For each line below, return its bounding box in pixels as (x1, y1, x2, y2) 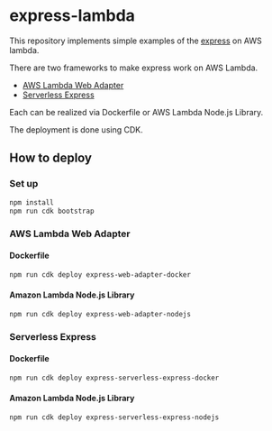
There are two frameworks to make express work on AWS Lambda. (9, 62, 258, 73)
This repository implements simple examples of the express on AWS (9, 35, 263, 46)
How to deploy (9, 151, 93, 166)
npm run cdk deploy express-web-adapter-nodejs (9, 309, 192, 318)
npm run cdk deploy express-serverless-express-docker (9, 373, 220, 382)
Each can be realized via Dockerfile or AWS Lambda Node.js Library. (9, 106, 264, 117)
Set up (9, 178, 39, 190)
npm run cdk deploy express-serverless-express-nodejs (9, 412, 220, 422)
